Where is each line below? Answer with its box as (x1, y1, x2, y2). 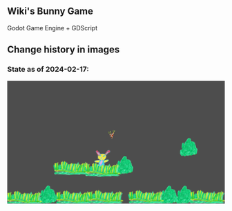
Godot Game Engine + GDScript (7, 23, 98, 32)
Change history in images (7, 44, 120, 56)
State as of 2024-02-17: (7, 65, 90, 74)
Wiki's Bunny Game (7, 6, 94, 17)
